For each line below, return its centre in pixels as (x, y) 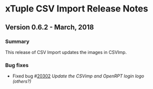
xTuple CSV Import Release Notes (77, 9)
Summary (17, 41)
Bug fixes (17, 65)
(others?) (22, 81)
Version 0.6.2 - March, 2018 (49, 27)
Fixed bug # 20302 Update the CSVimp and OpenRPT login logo (78, 76)
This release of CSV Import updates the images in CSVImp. (66, 52)
